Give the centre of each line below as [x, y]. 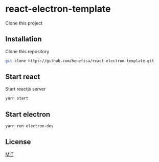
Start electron [28, 114]
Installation [24, 39]
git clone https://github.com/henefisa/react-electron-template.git [80, 61]
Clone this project [24, 23]
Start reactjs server [26, 89]
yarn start [17, 98]
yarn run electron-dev [29, 126]
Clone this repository [27, 51]
